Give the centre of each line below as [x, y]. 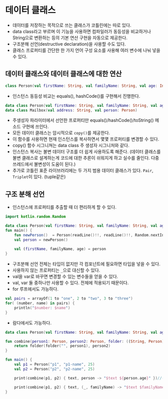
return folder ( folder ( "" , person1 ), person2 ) [62, 346]
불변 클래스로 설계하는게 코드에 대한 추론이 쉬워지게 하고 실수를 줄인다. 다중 [86, 158]
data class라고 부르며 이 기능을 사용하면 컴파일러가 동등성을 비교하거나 [82, 31]
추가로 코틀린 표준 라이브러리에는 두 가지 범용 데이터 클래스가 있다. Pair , [83, 171]
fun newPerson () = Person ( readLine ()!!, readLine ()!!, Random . [82, 235]
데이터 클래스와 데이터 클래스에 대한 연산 [63, 74]
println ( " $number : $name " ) [42, 308]
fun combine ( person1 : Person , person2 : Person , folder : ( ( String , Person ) [85, 341]
